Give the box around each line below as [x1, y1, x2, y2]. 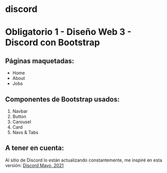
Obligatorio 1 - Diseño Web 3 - [5, 26, 132, 38]
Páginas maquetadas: [5, 56, 74, 65]
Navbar [12, 108, 28, 114]
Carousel [12, 119, 31, 125]
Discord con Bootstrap [5, 37, 100, 48]
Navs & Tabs [12, 130, 38, 135]
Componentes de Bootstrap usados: [5, 95, 120, 103]
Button [12, 114, 26, 119]
